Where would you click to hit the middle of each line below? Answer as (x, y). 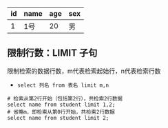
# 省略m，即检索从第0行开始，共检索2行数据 (61, 112)
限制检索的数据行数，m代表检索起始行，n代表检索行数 (84, 71)
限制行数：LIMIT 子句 (52, 53)
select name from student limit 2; (58, 118)
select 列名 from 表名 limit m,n (63, 85)
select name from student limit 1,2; (61, 105)
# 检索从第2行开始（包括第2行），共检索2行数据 (65, 98)
